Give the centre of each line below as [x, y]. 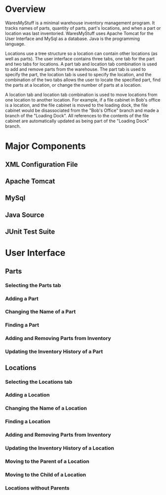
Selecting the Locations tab [39, 382]
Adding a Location [27, 395]
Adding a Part [22, 298]
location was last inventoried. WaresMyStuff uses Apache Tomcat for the [79, 33]
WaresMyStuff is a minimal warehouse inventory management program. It [80, 23]
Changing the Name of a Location [46, 408]
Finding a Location [28, 422]
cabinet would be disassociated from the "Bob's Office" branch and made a [82, 110]
